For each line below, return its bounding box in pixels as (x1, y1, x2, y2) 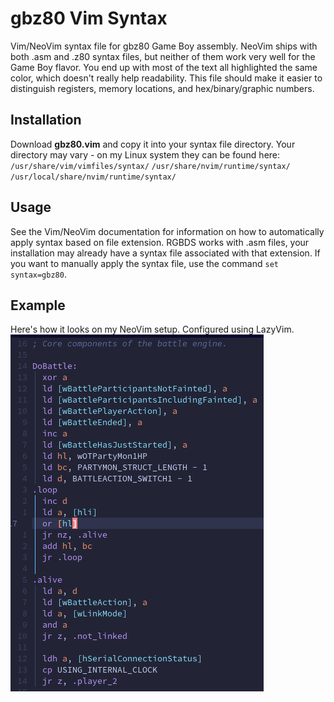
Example (10, 297, 66, 314)
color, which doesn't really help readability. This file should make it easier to (10, 72, 323, 84)
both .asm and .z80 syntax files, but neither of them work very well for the (10, 50, 316, 62)
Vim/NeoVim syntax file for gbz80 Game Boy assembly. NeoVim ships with (10, 40, 318, 52)
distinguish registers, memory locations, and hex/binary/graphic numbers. (10, 82, 315, 94)
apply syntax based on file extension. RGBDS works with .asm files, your (10, 236, 310, 248)
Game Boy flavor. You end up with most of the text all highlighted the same (10, 61, 318, 73)
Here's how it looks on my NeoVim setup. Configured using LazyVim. (10, 323, 295, 336)
